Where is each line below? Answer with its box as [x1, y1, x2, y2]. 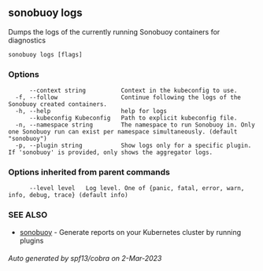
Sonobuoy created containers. [8, 101, 108, 108]
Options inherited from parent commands [8, 167, 171, 178]
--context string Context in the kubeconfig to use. [28, 86, 238, 95]
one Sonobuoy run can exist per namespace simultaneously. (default [8, 128, 238, 136]
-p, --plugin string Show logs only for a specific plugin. [15, 141, 252, 150]
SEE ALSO [8, 210, 48, 221]
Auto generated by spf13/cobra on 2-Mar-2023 [8, 254, 162, 263]
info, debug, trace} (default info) [8, 192, 128, 200]
